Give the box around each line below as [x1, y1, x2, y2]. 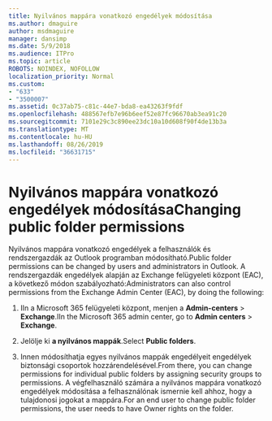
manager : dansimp [8, 34, 67, 43]
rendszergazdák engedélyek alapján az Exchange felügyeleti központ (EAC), [8, 270, 264, 280]
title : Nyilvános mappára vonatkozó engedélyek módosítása [8, 11, 213, 20]
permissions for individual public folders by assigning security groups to [19, 369, 262, 379]
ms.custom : [8, 80, 45, 88]
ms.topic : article [8, 58, 71, 66]
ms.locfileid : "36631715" [8, 148, 96, 156]
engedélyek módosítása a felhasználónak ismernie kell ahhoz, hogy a [19, 387, 253, 397]
